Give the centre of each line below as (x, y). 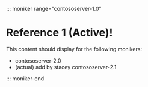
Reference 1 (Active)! (60, 33)
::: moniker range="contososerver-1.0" (54, 9)
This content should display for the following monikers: (74, 49)
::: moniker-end (25, 78)
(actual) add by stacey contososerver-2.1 (66, 67)
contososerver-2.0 (38, 60)
